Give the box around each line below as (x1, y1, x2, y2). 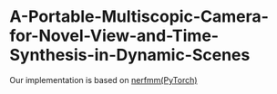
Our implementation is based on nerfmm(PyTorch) (9, 74, 198, 85)
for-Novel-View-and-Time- (9, 25, 220, 46)
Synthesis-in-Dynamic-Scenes (9, 45, 251, 65)
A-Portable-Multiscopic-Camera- (9, 6, 269, 27)
